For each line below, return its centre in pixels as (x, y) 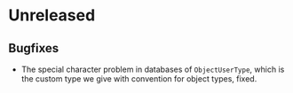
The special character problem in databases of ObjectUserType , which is (153, 69)
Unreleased (52, 15)
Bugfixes (34, 48)
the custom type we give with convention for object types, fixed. (139, 79)
